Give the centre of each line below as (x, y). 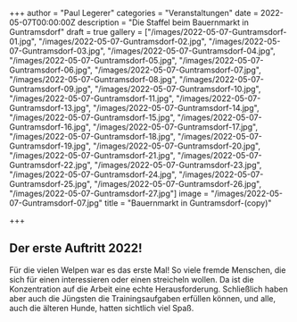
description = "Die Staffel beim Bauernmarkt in (163, 22)
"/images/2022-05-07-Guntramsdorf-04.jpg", (192, 51)
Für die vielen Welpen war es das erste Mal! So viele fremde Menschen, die (148, 270)
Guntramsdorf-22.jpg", (51, 165)
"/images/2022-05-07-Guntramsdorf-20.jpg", (177, 146)
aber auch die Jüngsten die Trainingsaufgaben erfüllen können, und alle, (143, 298)
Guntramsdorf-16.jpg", (50, 127)
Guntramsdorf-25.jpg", (51, 184)
